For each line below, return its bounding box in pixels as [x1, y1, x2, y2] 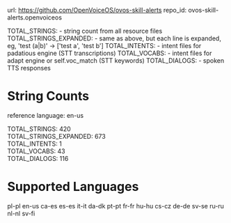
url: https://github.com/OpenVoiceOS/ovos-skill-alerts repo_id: [7, 6, 187, 14]
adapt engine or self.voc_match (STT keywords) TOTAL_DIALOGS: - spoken [7, 56, 225, 65]
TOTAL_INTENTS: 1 [7, 139, 63, 148]
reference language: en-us [7, 111, 84, 119]
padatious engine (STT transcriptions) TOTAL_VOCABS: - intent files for [7, 49, 212, 57]
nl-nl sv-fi [7, 209, 35, 217]
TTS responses [7, 64, 51, 72]
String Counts [7, 89, 89, 104]
